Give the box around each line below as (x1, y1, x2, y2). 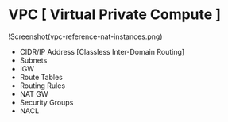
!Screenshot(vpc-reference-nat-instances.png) (8, 32, 163, 41)
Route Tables (19, 72, 64, 82)
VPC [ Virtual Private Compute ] (8, 6, 221, 24)
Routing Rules (19, 81, 66, 90)
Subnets (19, 55, 48, 65)
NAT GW (19, 89, 49, 98)
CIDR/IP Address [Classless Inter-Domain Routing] (19, 47, 185, 56)
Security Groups (19, 97, 74, 107)
